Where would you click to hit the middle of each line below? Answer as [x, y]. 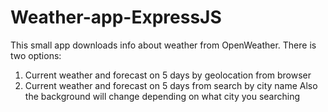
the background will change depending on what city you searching [162, 96]
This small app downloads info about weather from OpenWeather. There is [163, 45]
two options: [36, 55]
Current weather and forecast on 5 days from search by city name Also [171, 85]
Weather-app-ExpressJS [116, 17]
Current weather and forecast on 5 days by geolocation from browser [168, 75]
